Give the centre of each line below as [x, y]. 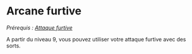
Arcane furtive [44, 11]
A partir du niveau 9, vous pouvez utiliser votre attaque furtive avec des [96, 39]
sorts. [14, 46]
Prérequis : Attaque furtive [40, 28]
